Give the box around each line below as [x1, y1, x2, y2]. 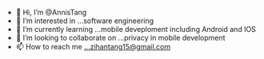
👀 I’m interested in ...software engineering [15, 16, 154, 26]
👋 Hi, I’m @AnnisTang [15, 8, 87, 17]
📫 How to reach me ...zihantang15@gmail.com [15, 42, 171, 51]
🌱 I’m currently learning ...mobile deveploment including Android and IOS [15, 25, 256, 33]
